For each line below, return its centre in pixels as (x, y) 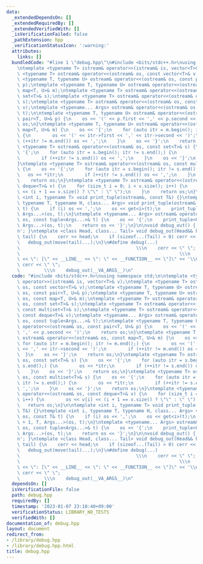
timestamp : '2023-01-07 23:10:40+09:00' (63, 506)
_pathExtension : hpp (37, 40)
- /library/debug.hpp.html (40, 546)
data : (13, 12)
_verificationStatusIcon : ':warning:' (61, 46)
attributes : (27, 51)
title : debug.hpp (28, 551)
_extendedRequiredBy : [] (43, 23)
